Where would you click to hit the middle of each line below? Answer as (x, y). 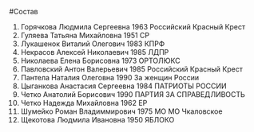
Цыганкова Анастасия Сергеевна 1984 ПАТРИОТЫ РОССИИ (123, 86)
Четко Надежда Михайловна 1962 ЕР (84, 103)
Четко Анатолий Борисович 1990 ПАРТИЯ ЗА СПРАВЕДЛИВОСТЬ (133, 94)
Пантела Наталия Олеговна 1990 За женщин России (110, 78)
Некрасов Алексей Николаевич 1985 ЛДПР (95, 52)
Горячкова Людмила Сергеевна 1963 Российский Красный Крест (133, 27)
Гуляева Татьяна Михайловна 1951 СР (85, 35)
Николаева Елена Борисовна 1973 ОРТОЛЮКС (100, 60)
